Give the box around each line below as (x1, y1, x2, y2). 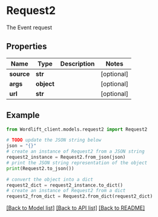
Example (6, 110, 40, 120)
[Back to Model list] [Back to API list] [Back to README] (6, 204, 145, 212)
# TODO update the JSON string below (6, 137, 102, 143)
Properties (6, 41, 47, 52)
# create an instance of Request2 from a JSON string (6, 148, 145, 155)
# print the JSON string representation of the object (6, 159, 148, 166)
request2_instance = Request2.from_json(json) (6, 154, 126, 160)
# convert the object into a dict (6, 176, 94, 182)
